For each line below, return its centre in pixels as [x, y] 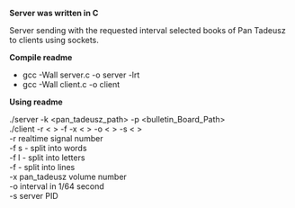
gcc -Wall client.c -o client [71, 84]
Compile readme [41, 57]
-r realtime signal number [56, 138]
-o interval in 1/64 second [57, 186]
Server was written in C [54, 13]
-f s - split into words [48, 148]
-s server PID [34, 196]
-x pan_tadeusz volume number [68, 176]
